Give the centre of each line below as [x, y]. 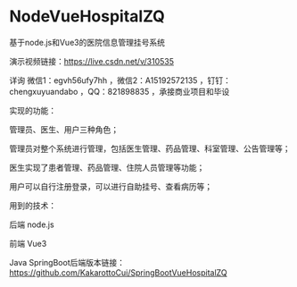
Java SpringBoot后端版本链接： [67, 262]
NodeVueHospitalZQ [87, 17]
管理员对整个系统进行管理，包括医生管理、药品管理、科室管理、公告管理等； [150, 148]
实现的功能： [33, 110]
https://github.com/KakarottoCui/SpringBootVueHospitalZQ [118, 272]
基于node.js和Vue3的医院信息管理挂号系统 [87, 42]
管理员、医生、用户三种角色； [64, 129]
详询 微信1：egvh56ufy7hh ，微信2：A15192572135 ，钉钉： [120, 80]
